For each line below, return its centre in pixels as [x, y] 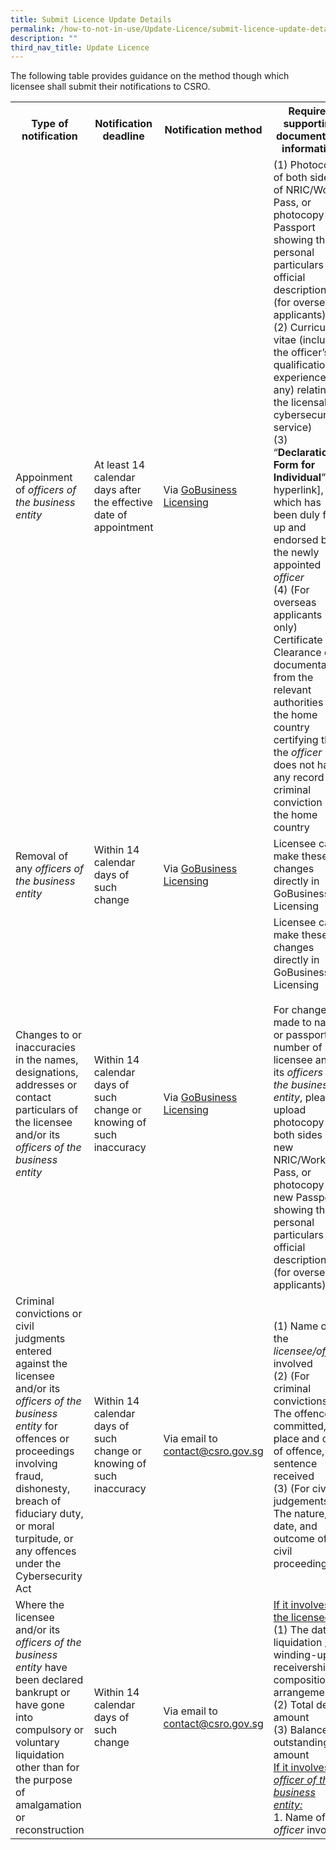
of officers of [46, 490]
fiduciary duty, [49, 1514]
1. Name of [299, 1818]
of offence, [299, 1451]
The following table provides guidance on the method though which [150, 76]
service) [293, 428]
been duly [297, 515]
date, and [295, 1526]
